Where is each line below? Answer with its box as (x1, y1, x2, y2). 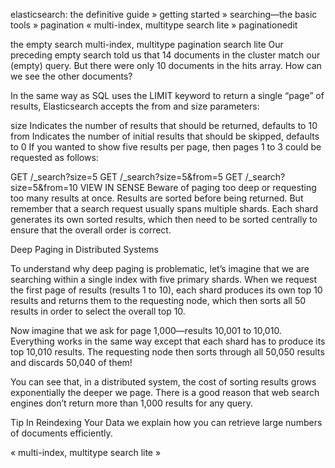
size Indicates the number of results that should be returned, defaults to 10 (10, 120, 318, 131)
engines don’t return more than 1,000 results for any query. (10, 397, 253, 409)
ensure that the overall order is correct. (10, 224, 172, 236)
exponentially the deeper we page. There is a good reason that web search (10, 387, 320, 398)
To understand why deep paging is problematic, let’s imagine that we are (10, 263, 310, 274)
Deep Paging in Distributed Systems (10, 244, 159, 255)
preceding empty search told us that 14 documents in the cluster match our (10, 49, 321, 61)
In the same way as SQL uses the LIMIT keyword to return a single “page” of (10, 90, 325, 101)
